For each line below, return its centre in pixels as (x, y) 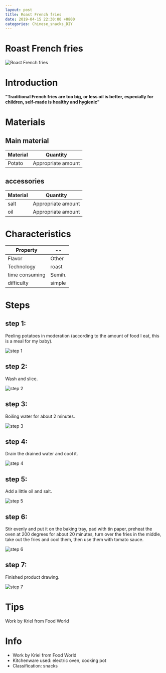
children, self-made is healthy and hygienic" (52, 102)
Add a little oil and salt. (29, 491)
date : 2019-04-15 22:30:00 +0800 (40, 19)
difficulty (18, 283)
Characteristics (38, 234)
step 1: (16, 324)
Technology (22, 266)
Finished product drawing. (32, 577)
